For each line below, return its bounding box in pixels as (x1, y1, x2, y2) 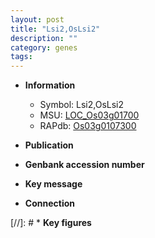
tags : (10, 52, 33, 62)
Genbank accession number (24, 159, 145, 171)
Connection (24, 197, 75, 210)
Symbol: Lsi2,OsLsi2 (39, 99, 125, 111)
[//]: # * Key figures (10, 217, 92, 229)
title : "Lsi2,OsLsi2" (10, 24, 101, 34)
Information (24, 79, 76, 91)
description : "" (10, 33, 78, 43)
